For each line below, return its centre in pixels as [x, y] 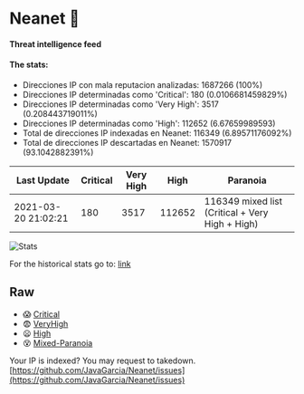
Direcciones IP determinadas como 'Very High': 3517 [121, 104]
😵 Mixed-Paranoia [57, 342]
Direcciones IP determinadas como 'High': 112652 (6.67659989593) [149, 123]
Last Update [43, 180]
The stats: [29, 65]
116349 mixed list [243, 201]
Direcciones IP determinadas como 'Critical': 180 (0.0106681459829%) [155, 94]
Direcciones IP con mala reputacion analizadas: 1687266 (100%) [142, 84]
